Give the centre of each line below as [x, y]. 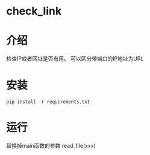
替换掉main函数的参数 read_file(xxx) [51, 146]
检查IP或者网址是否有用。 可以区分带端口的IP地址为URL [75, 59]
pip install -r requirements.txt [48, 102]
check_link [34, 11]
